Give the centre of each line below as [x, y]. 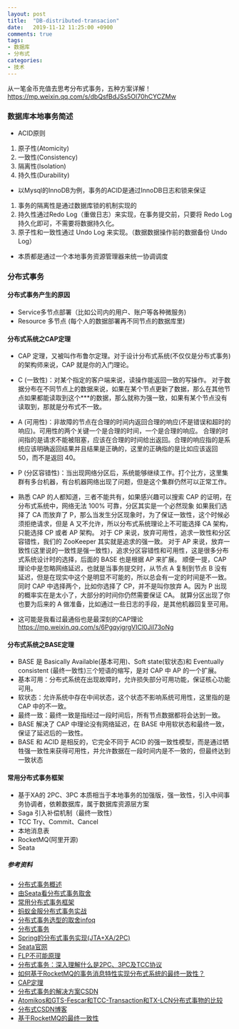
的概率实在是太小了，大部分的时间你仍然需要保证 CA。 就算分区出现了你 [124, 595]
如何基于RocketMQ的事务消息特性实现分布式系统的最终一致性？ [111, 973]
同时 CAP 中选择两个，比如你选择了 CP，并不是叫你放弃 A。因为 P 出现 [122, 586]
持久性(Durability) [44, 175]
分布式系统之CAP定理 [39, 338]
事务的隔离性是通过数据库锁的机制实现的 [77, 205]
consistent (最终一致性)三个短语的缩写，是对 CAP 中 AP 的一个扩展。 [119, 671]
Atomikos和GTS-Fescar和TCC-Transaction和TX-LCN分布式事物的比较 [120, 1000]
